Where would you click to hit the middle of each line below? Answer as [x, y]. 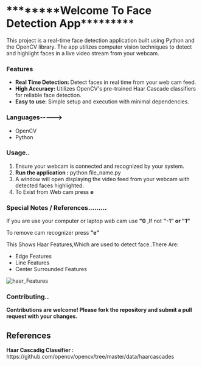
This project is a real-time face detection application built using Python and [100, 40]
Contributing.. [28, 297]
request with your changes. [42, 316]
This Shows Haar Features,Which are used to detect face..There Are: [92, 244]
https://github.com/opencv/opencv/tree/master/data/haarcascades [90, 357]
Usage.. [18, 153]
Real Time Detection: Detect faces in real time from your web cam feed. [106, 82]
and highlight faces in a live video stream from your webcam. [83, 53]
